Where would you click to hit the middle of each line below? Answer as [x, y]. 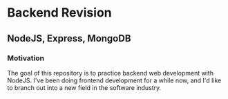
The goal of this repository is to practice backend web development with [111, 73]
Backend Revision [59, 13]
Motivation [26, 58]
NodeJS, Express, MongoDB [69, 38]
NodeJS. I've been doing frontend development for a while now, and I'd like [114, 80]
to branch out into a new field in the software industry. [84, 87]
